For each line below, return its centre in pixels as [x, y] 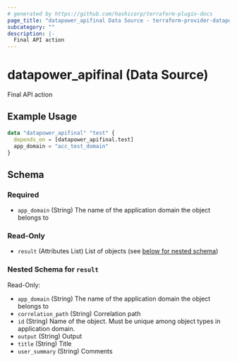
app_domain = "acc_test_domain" [61, 146]
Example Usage [42, 117]
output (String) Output [50, 336]
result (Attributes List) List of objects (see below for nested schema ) [118, 251]
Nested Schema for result [53, 270]
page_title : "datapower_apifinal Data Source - [79, 20]
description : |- [31, 34]
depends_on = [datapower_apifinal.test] [74, 139]
